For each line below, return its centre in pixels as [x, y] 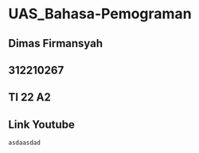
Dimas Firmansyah [56, 43]
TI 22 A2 [30, 98]
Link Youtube [42, 124]
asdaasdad [25, 143]
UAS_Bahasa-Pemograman [100, 14]
